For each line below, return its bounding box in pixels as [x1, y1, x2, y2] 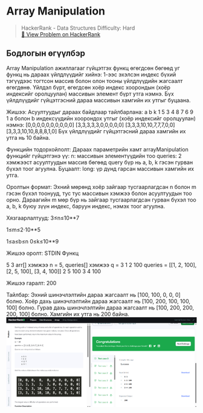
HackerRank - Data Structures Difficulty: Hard [21, 24, 135, 31]
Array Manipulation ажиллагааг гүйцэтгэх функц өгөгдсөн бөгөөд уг [6, 64, 180, 71]
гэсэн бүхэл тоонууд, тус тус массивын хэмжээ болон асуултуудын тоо [6, 190, 192, 197]
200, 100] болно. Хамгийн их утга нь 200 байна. [6, 310, 130, 317]
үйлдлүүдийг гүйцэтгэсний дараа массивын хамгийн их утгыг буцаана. [6, 96, 192, 104]
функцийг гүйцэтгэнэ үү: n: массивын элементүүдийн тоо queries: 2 [6, 152, 182, 159]
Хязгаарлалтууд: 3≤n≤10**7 [6, 214, 80, 222]
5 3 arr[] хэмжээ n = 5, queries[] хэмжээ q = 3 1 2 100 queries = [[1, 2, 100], [6, 261, 197, 268]
